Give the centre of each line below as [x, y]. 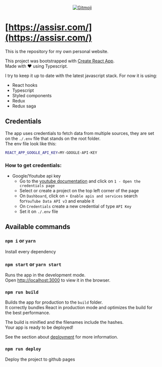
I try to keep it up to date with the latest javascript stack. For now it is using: [81, 76]
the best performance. [28, 313]
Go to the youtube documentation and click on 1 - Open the [80, 181]
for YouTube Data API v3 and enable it [57, 201]
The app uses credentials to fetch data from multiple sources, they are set [80, 133]
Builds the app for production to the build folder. [54, 302]
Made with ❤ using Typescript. [37, 66]
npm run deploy [23, 349]
